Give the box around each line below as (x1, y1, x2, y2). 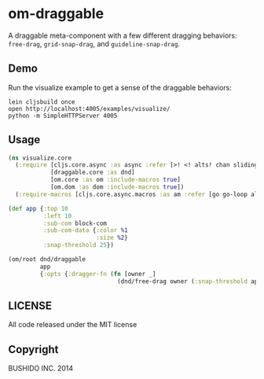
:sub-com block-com (42, 219, 108, 227)
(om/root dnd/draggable (8, 256, 86, 263)
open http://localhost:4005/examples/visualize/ (8, 105, 170, 112)
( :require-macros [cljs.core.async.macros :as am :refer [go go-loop (15, 190, 247, 198)
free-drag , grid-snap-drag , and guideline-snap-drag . (8, 39, 181, 48)
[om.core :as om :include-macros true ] (49, 176, 181, 184)
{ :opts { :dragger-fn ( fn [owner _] (39, 270, 156, 278)
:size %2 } (95, 234, 128, 242)
